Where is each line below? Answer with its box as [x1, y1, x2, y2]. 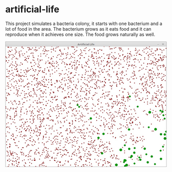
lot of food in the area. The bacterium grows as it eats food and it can [5, 26, 152, 32]
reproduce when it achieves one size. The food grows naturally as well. [5, 31, 156, 37]
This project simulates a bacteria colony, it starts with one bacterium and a [5, 20, 163, 27]
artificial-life [5, 4, 60, 15]
